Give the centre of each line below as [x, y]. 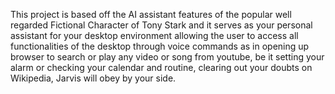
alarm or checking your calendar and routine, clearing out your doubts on [161, 67]
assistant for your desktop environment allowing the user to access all [154, 35]
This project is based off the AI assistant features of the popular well [151, 14]
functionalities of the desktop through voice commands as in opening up [160, 46]
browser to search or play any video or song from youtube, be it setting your [167, 57]
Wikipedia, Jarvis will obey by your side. [93, 78]
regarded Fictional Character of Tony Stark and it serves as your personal [161, 25]
